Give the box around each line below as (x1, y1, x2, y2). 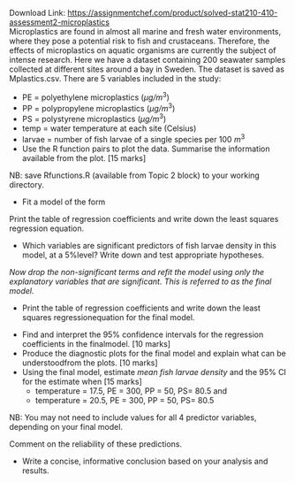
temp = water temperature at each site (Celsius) (21, 123, 197, 134)
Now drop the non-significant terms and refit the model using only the (9, 266, 265, 277)
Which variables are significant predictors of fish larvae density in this (21, 240, 276, 250)
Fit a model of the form (21, 196, 106, 207)
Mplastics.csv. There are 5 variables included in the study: (9, 73, 222, 83)
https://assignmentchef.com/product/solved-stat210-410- (67, 8, 278, 18)
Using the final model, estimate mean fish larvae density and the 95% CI (21, 366, 287, 377)
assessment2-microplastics (9, 17, 110, 27)
